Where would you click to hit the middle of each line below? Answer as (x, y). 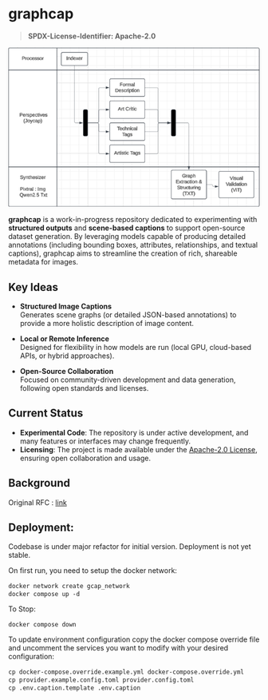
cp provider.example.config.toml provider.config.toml (101, 680)
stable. (20, 555)
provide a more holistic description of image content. (106, 324)
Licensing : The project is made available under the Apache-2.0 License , (138, 449)
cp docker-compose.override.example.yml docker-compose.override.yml (126, 672)
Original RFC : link (38, 502)
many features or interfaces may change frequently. (105, 441)
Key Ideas (33, 287)
